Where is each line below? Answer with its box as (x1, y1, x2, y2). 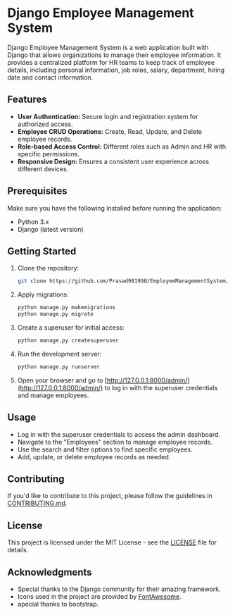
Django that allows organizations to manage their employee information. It (7, 51, 222, 59)
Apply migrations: (17, 290, 69, 299)
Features (7, 94, 47, 106)
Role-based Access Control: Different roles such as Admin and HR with (17, 142, 227, 151)
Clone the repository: (17, 264, 80, 273)
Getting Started (7, 245, 77, 257)
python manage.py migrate (17, 311, 94, 318)
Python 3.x (17, 217, 49, 226)
